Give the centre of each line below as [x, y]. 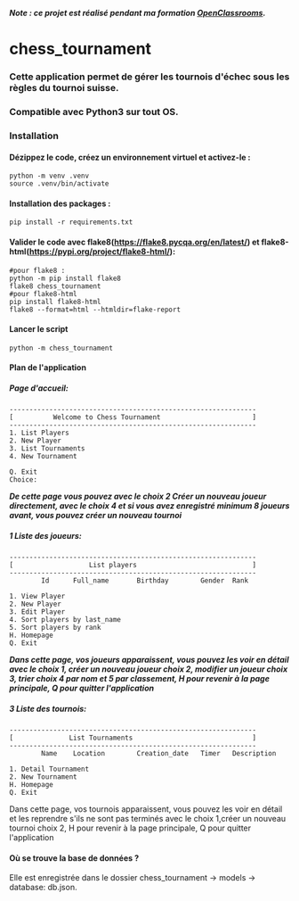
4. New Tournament [43, 457]
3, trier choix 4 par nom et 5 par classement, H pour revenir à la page [139, 679]
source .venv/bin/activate [59, 184]
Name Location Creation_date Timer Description [159, 754]
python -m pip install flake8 [65, 278]
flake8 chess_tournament [55, 286]
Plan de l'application [48, 368]
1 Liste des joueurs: [46, 535]
